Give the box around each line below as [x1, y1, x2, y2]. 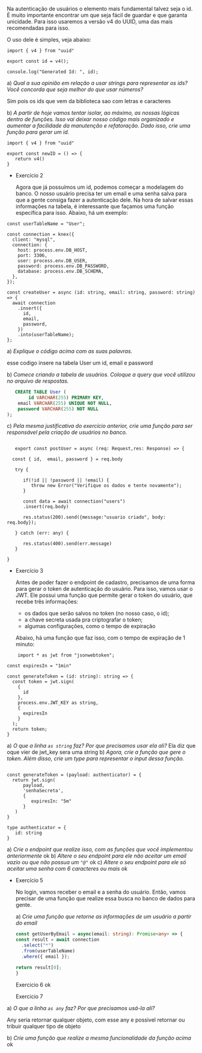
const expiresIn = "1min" [7, 663, 72, 669]
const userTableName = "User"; [7, 221, 85, 227]
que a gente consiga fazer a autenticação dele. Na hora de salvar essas [15, 196, 194, 203]
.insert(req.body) [22, 504, 69, 510]
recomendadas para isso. [7, 24, 70, 31]
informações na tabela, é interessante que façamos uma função [15, 203, 174, 210]
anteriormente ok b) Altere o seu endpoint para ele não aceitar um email [7, 852, 187, 859]
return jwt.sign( [12, 777, 56, 783]
